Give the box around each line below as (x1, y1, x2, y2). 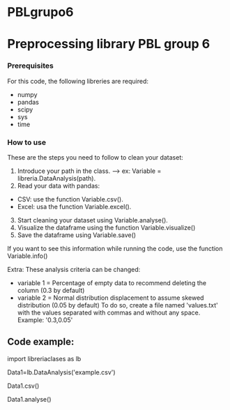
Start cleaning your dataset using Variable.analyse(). (17, 215, 169, 224)
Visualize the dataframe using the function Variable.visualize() (17, 223, 196, 231)
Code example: (7, 336, 75, 348)
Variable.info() (7, 252, 48, 260)
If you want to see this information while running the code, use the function (7, 244, 223, 252)
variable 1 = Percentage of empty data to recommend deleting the (17, 278, 207, 287)
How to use (7, 137, 47, 147)
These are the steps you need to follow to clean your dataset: (7, 153, 183, 161)
